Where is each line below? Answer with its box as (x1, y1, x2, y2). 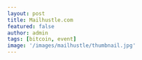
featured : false (7, 23, 55, 30)
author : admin (7, 29, 49, 37)
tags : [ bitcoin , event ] (7, 36, 77, 43)
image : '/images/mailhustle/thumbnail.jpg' (7, 42, 136, 49)
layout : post (7, 10, 45, 17)
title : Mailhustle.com (7, 17, 73, 23)
